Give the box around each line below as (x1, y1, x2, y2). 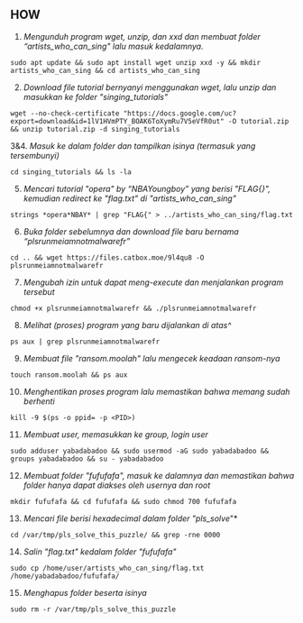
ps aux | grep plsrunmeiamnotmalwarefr (10, 337, 161, 346)
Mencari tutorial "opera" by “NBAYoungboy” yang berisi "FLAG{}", (23, 183, 271, 194)
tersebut (23, 286, 55, 297)
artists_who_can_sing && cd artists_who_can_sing (10, 66, 201, 75)
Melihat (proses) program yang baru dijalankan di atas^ (23, 319, 232, 330)
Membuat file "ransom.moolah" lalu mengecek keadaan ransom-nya (23, 353, 280, 363)
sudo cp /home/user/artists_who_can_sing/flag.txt (10, 563, 205, 573)
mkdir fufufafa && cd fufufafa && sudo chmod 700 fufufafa (10, 497, 237, 506)
